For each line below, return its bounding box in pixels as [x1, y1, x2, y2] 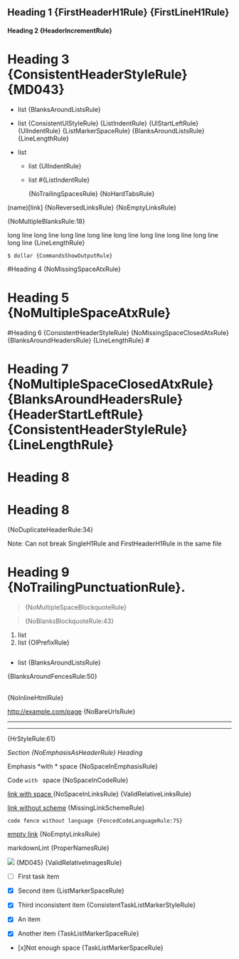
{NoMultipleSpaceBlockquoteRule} [24, 603, 127, 612]
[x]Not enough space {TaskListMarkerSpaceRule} [17, 943, 164, 952]
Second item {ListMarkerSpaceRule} [17, 886, 124, 895]
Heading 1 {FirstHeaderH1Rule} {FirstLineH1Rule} [7, 6, 230, 19]
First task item [17, 872, 60, 881]
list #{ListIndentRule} [28, 175, 90, 184]
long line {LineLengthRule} [7, 238, 85, 247]
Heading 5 [7, 289, 70, 306]
